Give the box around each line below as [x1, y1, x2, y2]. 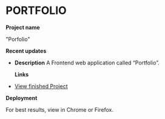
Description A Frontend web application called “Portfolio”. [14, 59, 160, 66]
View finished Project [14, 83, 68, 90]
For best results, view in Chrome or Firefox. [5, 106, 113, 113]
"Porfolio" [5, 35, 30, 42]
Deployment [5, 94, 38, 101]
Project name [5, 24, 40, 31]
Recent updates [5, 47, 47, 55]
